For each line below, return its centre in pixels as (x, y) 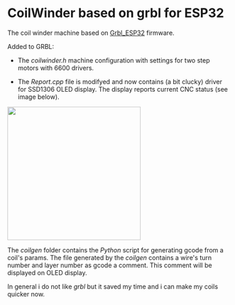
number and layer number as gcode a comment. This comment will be (110, 265)
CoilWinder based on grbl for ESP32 (116, 13)
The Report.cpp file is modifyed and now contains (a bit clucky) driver (120, 81)
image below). (38, 97)
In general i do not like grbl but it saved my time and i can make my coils (113, 287)
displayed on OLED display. (47, 272)
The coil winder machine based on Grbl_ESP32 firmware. (91, 33)
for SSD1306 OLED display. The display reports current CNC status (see (123, 89)
